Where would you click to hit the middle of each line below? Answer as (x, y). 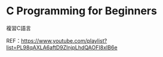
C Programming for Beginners (81, 11)
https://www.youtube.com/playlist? (64, 40)
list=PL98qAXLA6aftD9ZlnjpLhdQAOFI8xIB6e (62, 47)
